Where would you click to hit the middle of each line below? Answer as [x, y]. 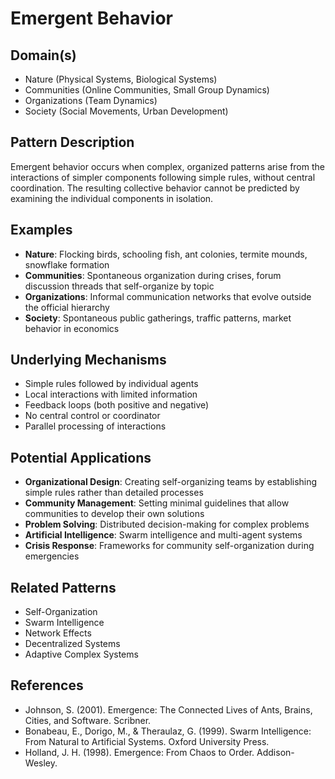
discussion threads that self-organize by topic [119, 286]
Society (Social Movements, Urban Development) [126, 111]
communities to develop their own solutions [114, 514]
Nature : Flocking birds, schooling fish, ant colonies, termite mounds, [166, 254]
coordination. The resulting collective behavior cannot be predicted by [155, 188]
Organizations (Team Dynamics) [91, 100]
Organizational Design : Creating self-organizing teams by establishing [171, 482]
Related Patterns [63, 587]
